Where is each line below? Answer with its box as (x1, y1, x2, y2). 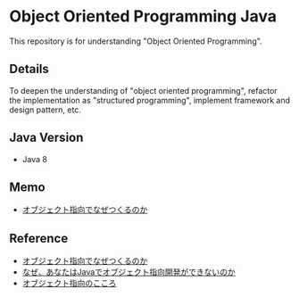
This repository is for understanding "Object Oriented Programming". (9, 36, 262, 46)
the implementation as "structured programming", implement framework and (9, 95, 291, 105)
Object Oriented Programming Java (9, 6, 277, 27)
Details (9, 62, 49, 77)
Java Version (9, 130, 84, 145)
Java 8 (21, 153, 47, 164)
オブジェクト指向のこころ (21, 278, 117, 289)
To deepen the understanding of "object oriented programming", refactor (9, 85, 278, 95)
